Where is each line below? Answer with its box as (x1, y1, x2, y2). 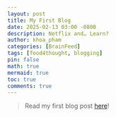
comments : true (7, 82, 52, 90)
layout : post (7, 10, 46, 18)
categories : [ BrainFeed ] (7, 43, 81, 50)
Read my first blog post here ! (24, 101, 110, 110)
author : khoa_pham (7, 37, 62, 44)
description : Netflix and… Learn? (7, 30, 110, 37)
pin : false (7, 56, 40, 63)
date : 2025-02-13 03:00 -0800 (7, 23, 97, 30)
